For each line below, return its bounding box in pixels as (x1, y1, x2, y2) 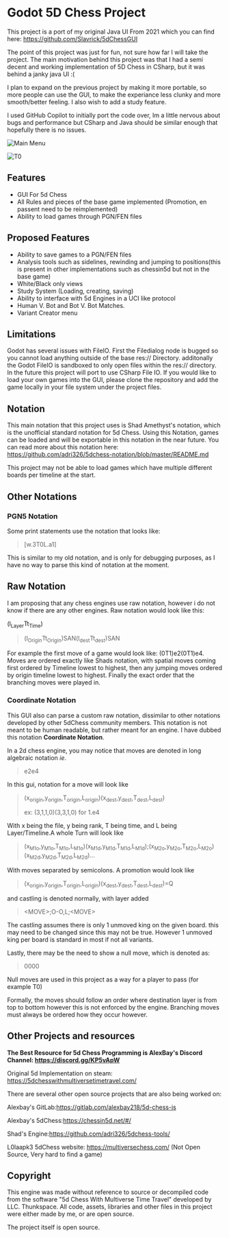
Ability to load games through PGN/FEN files (16, 212, 142, 220)
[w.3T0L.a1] (23, 540, 57, 548)
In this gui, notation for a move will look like (7, 780, 129, 788)
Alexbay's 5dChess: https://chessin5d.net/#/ (7, 1116, 131, 1124)
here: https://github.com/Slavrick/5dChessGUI (7, 34, 138, 43)
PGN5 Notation (7, 511, 58, 521)
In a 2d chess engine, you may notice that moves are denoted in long (7, 746, 202, 754)
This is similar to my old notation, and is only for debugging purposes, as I (7, 553, 215, 562)
